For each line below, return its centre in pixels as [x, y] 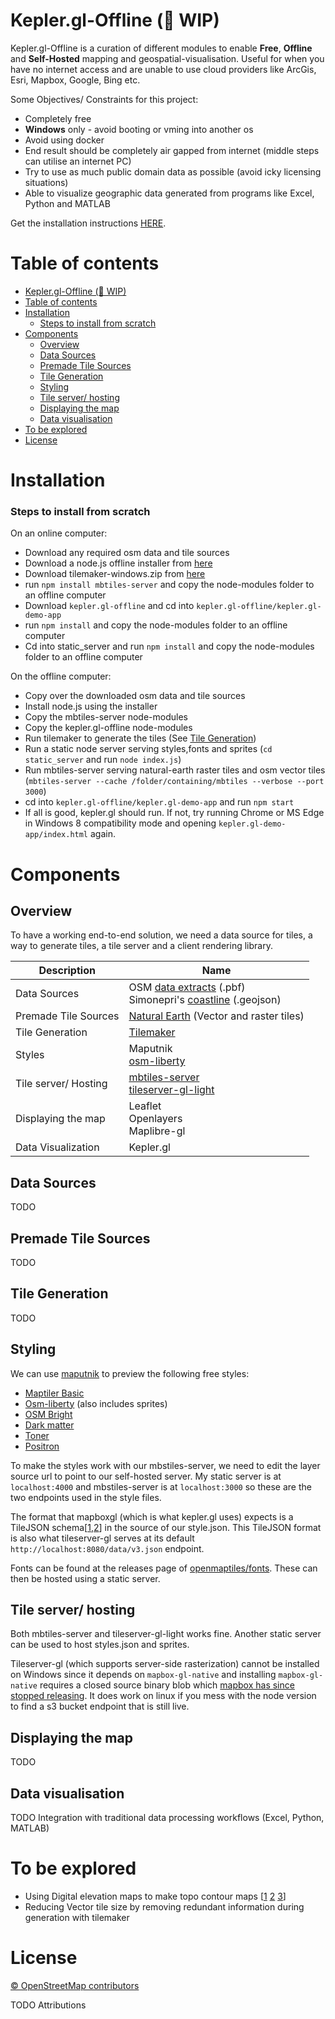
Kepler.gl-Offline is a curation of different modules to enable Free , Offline [161, 48]
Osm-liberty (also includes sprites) [96, 1403]
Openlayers [155, 1119]
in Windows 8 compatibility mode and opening [120, 823]
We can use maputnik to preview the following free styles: [130, 1373]
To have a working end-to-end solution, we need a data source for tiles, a [161, 935]
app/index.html [56, 835]
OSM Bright [48, 1414]
